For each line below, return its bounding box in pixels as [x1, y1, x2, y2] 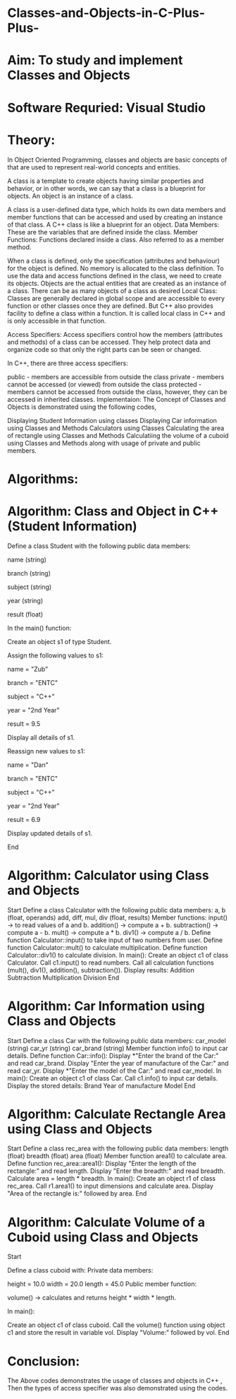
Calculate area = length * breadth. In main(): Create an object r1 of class [7, 1174, 216, 1183]
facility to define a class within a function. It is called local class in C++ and [7, 309, 225, 317]
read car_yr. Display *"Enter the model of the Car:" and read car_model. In [7, 1066, 222, 1075]
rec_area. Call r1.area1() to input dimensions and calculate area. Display [7, 1181, 213, 1191]
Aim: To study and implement [7, 52, 183, 69]
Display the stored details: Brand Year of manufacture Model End [7, 1081, 196, 1090]
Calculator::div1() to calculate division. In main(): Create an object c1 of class [7, 951, 229, 959]
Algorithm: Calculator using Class [7, 867, 209, 883]
